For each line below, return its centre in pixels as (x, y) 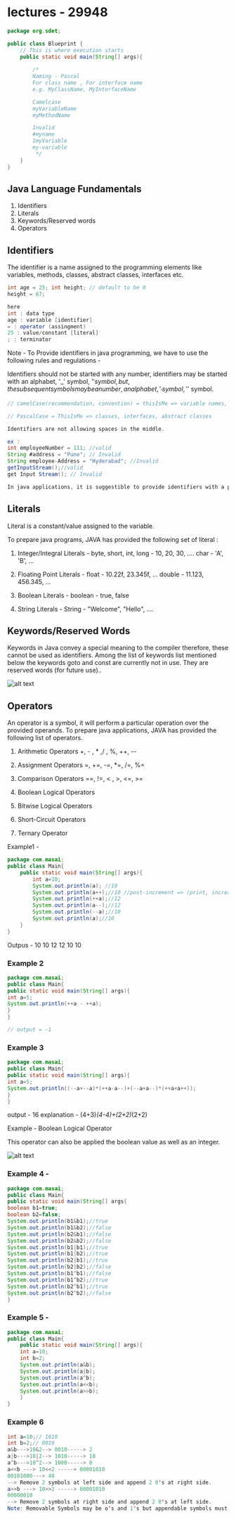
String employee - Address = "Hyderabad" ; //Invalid (83, 461)
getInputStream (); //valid (45, 468)
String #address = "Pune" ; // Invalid (64, 455)
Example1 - (23, 847)
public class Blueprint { (45, 44)
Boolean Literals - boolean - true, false (73, 595)
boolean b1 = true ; (33, 1208)
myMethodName (52, 115)
